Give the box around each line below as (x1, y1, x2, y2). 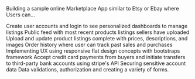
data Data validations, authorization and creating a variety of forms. (6, 66, 169, 73)
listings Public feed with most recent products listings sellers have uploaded (6, 29, 190, 36)
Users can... (6, 11, 35, 18)
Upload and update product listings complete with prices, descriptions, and (6, 35, 188, 42)
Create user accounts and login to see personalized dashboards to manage (6, 23, 188, 29)
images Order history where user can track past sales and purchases (6, 41, 173, 48)
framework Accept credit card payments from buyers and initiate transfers (6, 54, 186, 60)
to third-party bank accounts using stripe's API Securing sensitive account (6, 60, 186, 67)
